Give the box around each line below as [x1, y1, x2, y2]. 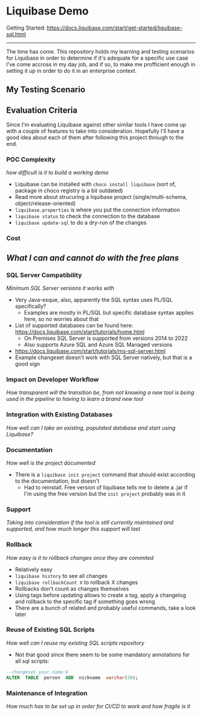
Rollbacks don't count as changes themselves [14, 585, 129, 592]
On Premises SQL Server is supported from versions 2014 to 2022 [23, 334, 188, 342]
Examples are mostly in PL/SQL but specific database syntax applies [23, 309, 194, 316]
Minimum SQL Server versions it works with [6, 284, 114, 292]
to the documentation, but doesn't [14, 477, 100, 485]
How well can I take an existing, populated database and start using [6, 424, 176, 432]
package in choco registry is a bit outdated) [14, 187, 123, 194]
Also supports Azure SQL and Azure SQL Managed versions [23, 341, 173, 348]
